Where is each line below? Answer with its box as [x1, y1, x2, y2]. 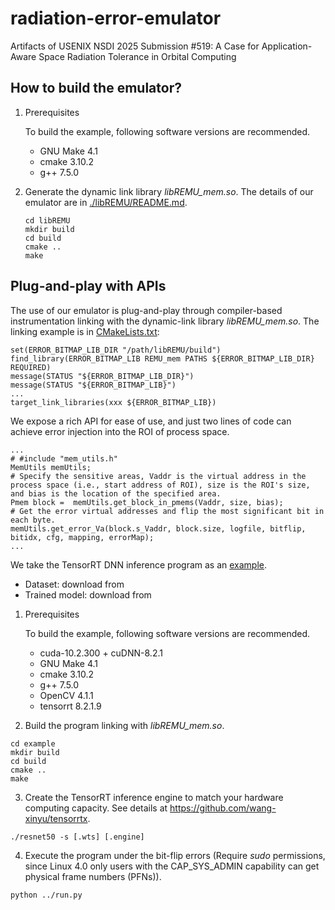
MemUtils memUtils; [10, 462, 92, 472]
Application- [261, 40, 313, 52]
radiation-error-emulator [10, 7, 222, 30]
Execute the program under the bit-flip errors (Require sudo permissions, [24, 849, 326, 861]
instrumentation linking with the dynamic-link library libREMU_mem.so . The [10, 315, 320, 327]
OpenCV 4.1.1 [39, 689, 94, 701]
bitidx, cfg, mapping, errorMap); [10, 532, 155, 542]
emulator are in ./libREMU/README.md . [24, 196, 188, 208]
